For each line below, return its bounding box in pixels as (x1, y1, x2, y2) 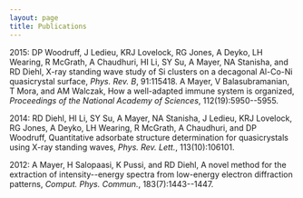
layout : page (9, 13, 59, 23)
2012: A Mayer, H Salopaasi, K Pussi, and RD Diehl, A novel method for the (9, 159, 288, 170)
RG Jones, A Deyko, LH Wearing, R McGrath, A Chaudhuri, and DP (9, 122, 257, 133)
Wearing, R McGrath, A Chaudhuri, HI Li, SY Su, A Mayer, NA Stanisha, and (9, 56, 288, 67)
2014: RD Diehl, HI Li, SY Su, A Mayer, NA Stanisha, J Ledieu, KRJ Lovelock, (9, 113, 293, 124)
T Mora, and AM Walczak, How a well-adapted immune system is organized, (9, 85, 295, 96)
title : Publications (9, 22, 88, 31)
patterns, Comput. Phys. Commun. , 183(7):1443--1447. (9, 178, 214, 189)
